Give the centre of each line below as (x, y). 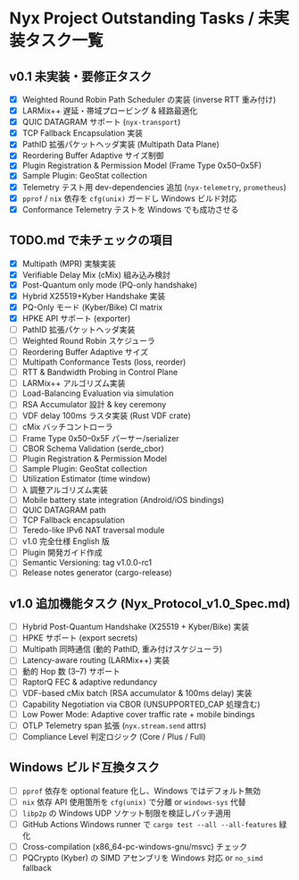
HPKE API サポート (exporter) (76, 318)
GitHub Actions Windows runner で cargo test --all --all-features (149, 824)
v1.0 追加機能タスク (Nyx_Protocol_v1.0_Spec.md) (150, 603)
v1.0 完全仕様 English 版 (66, 541)
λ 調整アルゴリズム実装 (65, 490)
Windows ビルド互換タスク (84, 768)
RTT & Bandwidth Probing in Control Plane (100, 373)
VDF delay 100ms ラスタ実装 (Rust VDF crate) (107, 415)
